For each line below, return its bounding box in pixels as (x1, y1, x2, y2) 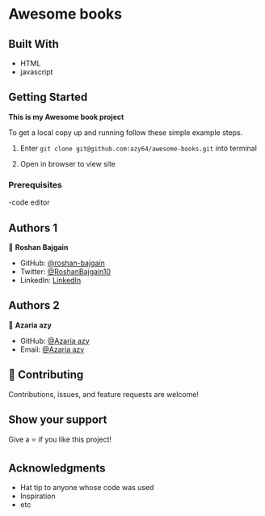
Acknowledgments (8, 461, 107, 475)
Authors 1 (8, 221, 58, 235)
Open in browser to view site (19, 159, 116, 168)
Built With (8, 37, 59, 51)
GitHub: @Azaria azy (19, 336, 90, 345)
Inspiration (19, 491, 56, 501)
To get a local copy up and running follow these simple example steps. (8, 127, 243, 137)
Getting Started (8, 91, 88, 104)
